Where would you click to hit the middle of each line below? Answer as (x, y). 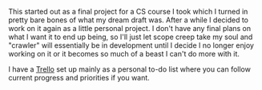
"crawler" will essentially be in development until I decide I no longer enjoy (131, 45)
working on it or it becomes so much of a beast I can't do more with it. (124, 54)
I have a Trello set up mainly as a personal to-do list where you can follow (129, 69)
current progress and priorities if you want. (79, 78)
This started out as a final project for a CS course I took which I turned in (128, 12)
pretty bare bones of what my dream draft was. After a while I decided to (129, 20)
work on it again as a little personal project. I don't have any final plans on (130, 28)
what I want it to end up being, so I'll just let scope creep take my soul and (131, 37)
